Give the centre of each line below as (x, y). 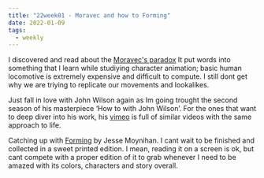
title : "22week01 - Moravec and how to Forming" (89, 15)
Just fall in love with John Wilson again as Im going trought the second (123, 100)
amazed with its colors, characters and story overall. (93, 165)
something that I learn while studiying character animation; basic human (125, 69)
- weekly (30, 37)
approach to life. (35, 125)
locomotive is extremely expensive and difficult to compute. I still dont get (128, 76)
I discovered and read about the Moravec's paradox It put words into (119, 60)
